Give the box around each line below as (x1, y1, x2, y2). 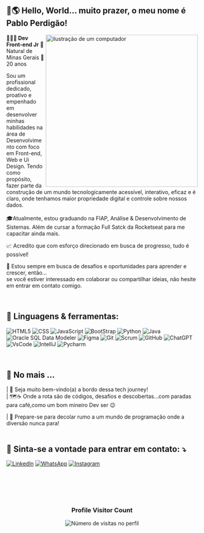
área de (6, 130, 25, 138)
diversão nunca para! (6, 420, 59, 427)
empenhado (6, 97, 36, 105)
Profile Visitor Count (71, 506, 133, 514)
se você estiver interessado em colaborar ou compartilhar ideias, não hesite (6, 275, 196, 282)
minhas (6, 117, 25, 124)
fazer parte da (6, 182, 42, 189)
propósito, (6, 175, 32, 183)
